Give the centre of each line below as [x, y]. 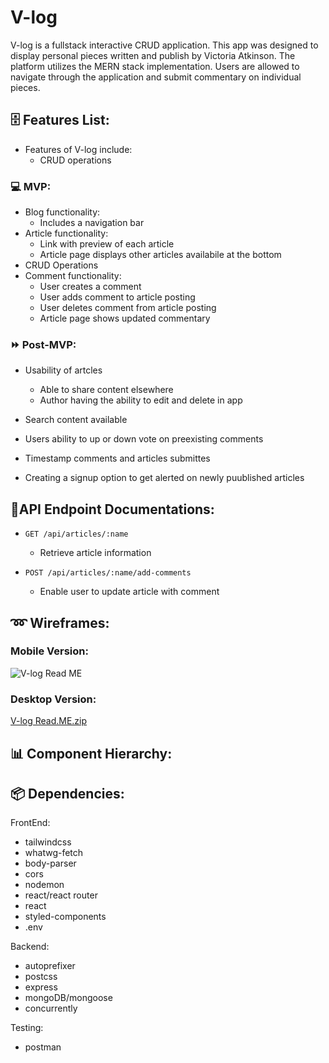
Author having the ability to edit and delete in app [141, 400]
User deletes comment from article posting [128, 308]
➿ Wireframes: [60, 622]
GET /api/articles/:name [76, 534]
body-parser [50, 863]
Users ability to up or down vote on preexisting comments [144, 439]
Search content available [76, 420]
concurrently [51, 1008]
